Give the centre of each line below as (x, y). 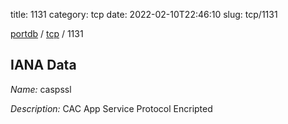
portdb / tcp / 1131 (47, 33)
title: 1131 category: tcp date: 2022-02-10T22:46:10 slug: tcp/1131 (144, 14)
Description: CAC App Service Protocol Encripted (111, 108)
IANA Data (43, 65)
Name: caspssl (41, 89)
